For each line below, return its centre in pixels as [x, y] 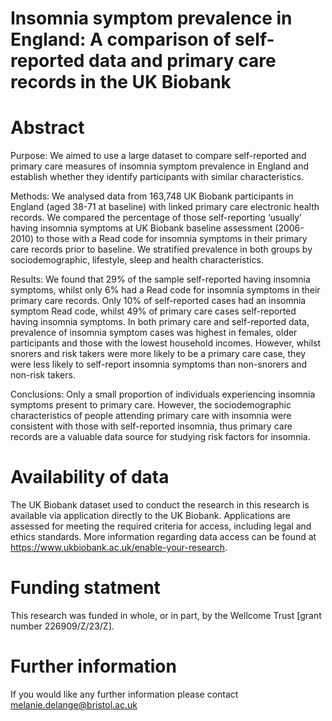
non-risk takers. [43, 375]
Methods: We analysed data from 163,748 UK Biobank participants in [152, 196]
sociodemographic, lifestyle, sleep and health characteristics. [137, 260]
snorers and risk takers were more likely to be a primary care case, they [158, 354]
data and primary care [182, 61]
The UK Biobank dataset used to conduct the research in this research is [160, 505]
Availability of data [90, 477]
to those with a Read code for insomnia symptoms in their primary [171, 239]
